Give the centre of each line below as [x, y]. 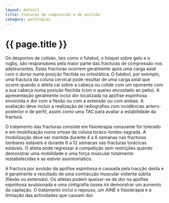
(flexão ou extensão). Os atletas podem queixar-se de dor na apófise [77, 179]
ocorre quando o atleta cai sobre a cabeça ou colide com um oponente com [84, 85]
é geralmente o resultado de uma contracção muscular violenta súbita [78, 174]
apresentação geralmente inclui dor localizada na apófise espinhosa [76, 96]
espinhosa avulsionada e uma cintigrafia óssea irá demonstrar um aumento [83, 185]
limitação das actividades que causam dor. [50, 195]
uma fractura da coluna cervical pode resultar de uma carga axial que [78, 80]
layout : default [22, 10]
